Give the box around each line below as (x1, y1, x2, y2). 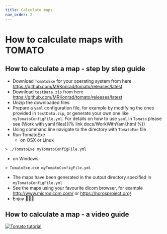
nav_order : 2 (5, 12, 33, 17)
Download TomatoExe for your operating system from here (12, 78, 132, 84)
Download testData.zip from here (12, 89, 84, 95)
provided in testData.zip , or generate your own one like (12, 110, 129, 116)
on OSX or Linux (20, 137, 54, 143)
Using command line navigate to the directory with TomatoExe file (12, 126, 146, 132)
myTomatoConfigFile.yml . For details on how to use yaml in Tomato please (12, 115, 162, 122)
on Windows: (12, 155, 40, 161)
